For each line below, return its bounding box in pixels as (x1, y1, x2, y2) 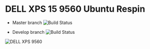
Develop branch (12, 29, 45, 35)
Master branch (12, 20, 42, 25)
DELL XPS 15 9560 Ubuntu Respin (5, 3, 146, 15)
